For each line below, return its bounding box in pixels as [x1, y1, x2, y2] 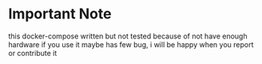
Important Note [8, 5, 112, 23]
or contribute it [8, 48, 58, 58]
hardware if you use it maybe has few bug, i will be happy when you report [8, 39, 254, 49]
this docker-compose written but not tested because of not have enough [8, 31, 248, 41]
